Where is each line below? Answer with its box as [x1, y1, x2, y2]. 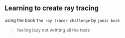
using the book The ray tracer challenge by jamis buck [4, 17, 120, 23]
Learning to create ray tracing [4, 4, 99, 12]
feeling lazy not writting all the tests [16, 27, 90, 33]
